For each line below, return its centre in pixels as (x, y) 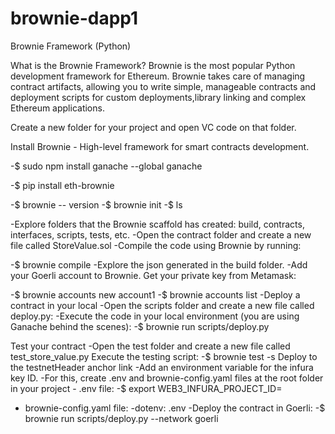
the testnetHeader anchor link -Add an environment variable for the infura (162, 367)
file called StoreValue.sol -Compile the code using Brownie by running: (156, 245)
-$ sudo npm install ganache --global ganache (106, 166)
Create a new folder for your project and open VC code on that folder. (153, 127)
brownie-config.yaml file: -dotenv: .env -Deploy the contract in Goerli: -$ (175, 408)
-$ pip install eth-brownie (62, 185)
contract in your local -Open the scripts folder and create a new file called (162, 305)
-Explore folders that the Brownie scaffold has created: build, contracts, (157, 224)
